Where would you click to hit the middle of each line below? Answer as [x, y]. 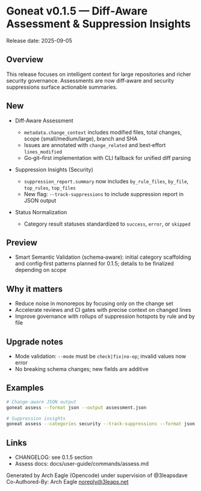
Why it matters [35, 289]
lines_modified [43, 152]
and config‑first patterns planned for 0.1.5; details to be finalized [94, 264]
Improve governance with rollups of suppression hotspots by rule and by [105, 316]
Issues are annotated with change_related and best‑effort [95, 145]
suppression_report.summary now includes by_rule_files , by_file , [106, 181]
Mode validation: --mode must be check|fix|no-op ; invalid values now [100, 356]
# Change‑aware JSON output [42, 402]
